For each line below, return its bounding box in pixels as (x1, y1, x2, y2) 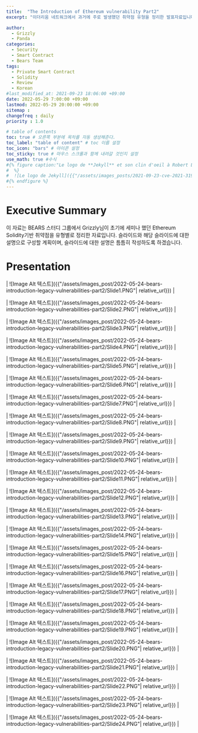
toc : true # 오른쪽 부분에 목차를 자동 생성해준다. (6, 134, 116, 141)
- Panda (11, 36, 31, 42)
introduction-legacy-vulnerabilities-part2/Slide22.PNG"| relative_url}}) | (6, 682, 180, 689)
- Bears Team (11, 57, 44, 64)
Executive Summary (6, 204, 107, 218)
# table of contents (6, 129, 57, 135)
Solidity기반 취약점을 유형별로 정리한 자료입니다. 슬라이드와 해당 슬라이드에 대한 (6, 231, 190, 238)
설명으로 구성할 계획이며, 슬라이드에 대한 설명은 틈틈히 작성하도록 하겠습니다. (6, 239, 183, 246)
